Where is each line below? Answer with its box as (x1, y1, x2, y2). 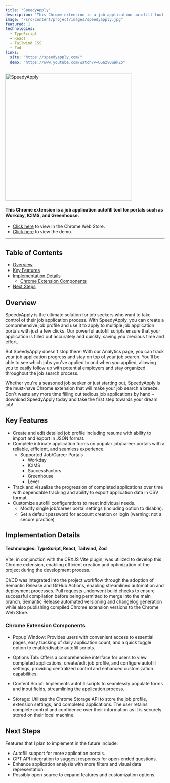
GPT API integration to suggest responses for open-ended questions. (12, 756, 157, 762)
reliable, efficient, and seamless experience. (12, 446, 105, 452)
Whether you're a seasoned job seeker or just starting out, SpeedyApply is (5, 380, 160, 386)
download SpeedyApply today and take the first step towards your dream (5, 396, 158, 402)
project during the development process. (5, 567, 91, 574)
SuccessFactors (27, 467, 62, 473)
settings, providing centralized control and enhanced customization (12, 665, 153, 671)
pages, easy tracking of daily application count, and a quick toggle (12, 639, 152, 645)
